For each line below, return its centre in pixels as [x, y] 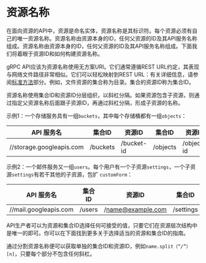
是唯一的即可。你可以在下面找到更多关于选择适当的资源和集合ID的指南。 [97, 233]
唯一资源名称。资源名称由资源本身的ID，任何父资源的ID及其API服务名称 [107, 38]
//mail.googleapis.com [41, 209]
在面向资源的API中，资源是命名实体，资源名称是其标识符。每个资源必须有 [99, 31]
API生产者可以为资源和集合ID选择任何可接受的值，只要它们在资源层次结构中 [102, 225]
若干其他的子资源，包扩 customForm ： [86, 174]
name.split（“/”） [168, 246]
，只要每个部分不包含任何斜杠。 [55, 253]
